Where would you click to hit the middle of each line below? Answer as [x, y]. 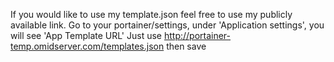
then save [186, 46]
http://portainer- [197, 35]
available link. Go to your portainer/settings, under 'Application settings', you [167, 25]
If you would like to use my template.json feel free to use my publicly [151, 14]
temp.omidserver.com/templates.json [87, 46]
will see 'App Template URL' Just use [86, 35]
